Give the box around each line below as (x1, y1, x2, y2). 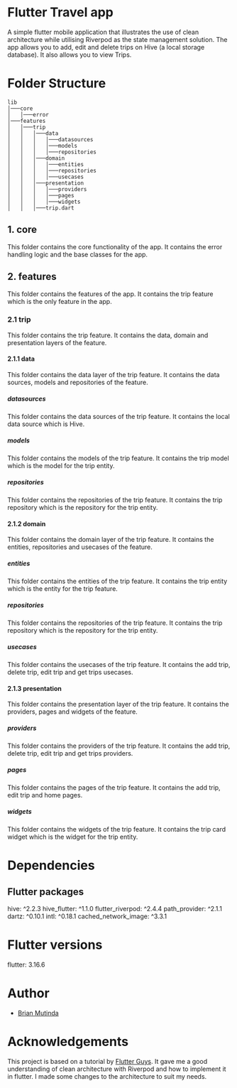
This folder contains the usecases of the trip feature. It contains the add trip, (7, 660, 231, 669)
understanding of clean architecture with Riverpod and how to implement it (7, 1065, 226, 1073)
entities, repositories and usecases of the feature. (7, 543, 153, 551)
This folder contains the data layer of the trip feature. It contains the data (7, 371, 220, 379)
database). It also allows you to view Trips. (7, 50, 132, 59)
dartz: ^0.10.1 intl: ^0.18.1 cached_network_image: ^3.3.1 (7, 912, 167, 920)
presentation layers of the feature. (7, 338, 107, 347)
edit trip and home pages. (7, 791, 83, 800)
